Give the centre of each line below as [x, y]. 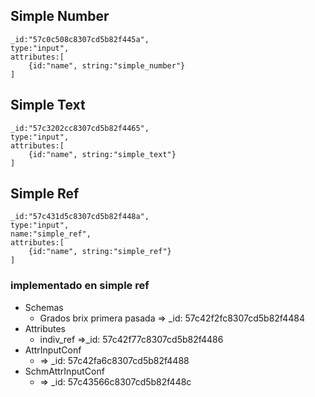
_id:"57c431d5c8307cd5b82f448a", [80, 217]
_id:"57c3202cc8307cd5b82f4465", [80, 128]
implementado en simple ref [80, 286]
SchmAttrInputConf [64, 371]
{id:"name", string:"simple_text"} [102, 154]
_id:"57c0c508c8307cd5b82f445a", [80, 39]
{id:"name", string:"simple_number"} [107, 65]
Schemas [44, 307]
